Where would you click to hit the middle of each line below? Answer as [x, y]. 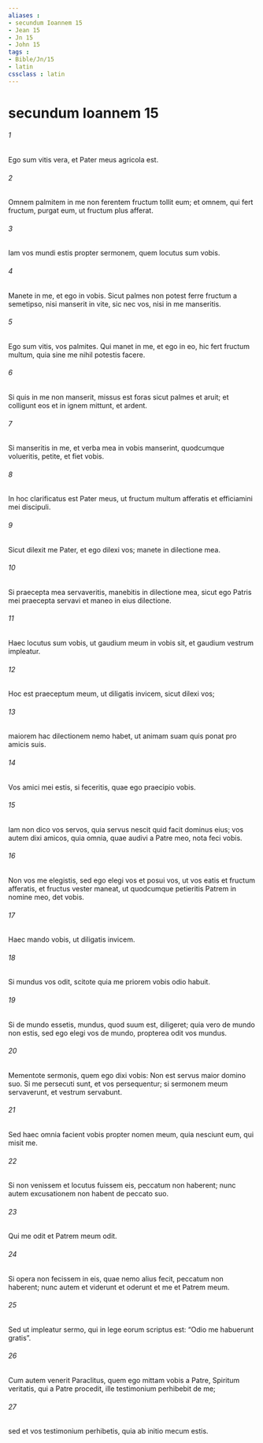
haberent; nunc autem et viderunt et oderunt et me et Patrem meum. [119, 1287]
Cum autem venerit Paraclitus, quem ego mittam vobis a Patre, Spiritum [124, 1381]
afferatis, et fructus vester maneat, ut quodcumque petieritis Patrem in [122, 889]
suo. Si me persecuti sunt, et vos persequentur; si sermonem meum [118, 1084]
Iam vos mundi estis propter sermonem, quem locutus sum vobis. [114, 253]
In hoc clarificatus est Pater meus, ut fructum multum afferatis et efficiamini [131, 499]
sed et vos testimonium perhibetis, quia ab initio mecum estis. [108, 1431]
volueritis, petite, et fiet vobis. [56, 456]
